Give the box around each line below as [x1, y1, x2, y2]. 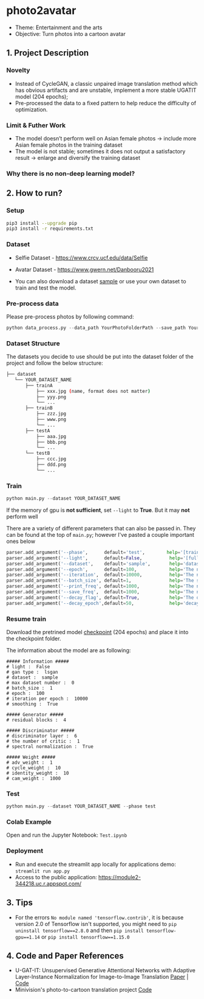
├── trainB [25, 405, 53, 411]
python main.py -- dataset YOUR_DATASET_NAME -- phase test [6, 803, 156, 809]
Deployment [6, 846, 44, 855]
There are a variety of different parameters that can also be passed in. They [6, 524, 196, 532]
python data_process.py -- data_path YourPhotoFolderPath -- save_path [6, 325, 186, 331]
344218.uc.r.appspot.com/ [15, 880, 82, 887]
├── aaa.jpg [36, 433, 67, 440]
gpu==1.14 [15, 934, 41, 940]
